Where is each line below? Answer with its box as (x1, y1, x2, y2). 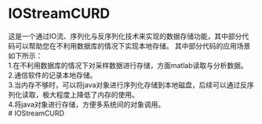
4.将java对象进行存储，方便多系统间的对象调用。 (8, 99, 166, 109)
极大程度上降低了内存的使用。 (42, 90, 139, 99)
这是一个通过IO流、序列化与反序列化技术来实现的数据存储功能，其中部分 (8, 31, 242, 41)
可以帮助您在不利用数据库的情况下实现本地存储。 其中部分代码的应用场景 (14, 41, 251, 51)
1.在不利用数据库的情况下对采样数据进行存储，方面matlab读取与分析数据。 (8, 60, 249, 70)
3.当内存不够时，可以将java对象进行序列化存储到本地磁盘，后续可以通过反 (8, 80, 248, 90)
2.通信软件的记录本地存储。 (8, 70, 97, 80)
